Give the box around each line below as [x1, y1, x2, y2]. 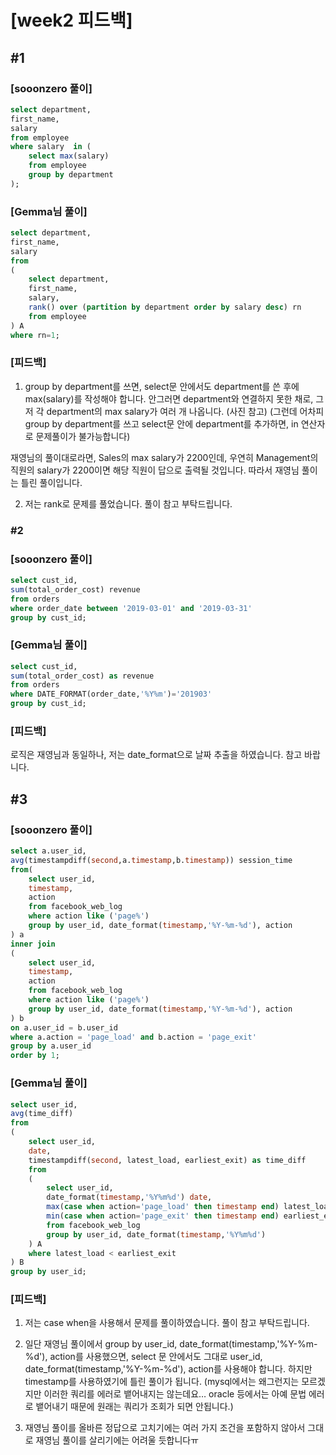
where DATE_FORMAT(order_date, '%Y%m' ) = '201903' [10, 689, 213, 700]
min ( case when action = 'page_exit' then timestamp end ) [46, 1211, 280, 1221]
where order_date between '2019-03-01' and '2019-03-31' [10, 603, 253, 613]
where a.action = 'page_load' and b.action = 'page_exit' [10, 1032, 257, 1042]
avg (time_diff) [10, 1109, 74, 1119]
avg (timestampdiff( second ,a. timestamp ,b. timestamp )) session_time [10, 855, 293, 865]
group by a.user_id [10, 1041, 92, 1051]
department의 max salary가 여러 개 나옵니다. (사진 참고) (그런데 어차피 [46, 405, 325, 417]
